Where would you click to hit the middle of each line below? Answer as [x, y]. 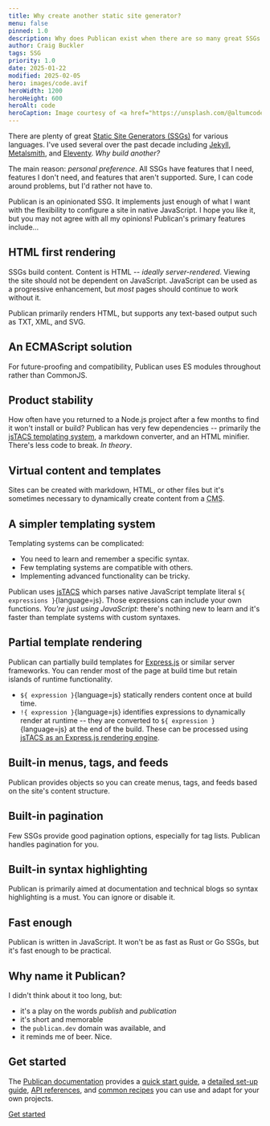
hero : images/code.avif [48, 83]
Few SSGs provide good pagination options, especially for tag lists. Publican [134, 835]
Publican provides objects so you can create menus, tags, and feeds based [133, 782]
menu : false [28, 23]
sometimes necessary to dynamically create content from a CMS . [117, 499]
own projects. [31, 1098]
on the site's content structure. [59, 791]
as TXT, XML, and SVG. [47, 321]
